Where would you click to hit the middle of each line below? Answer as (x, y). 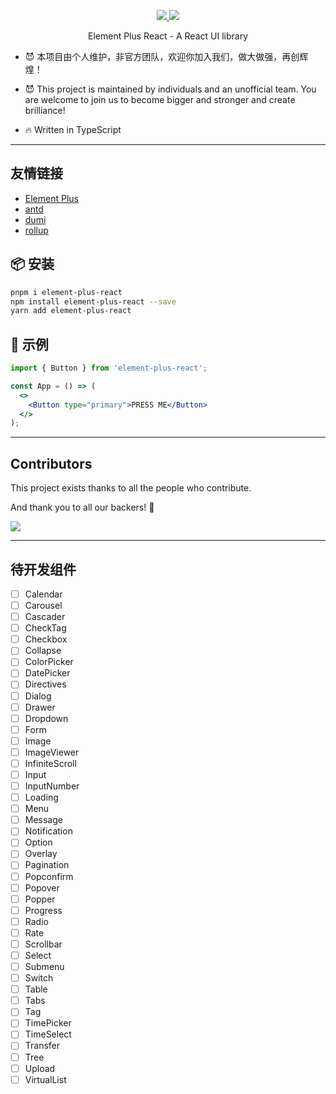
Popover (42, 887)
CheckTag (45, 628)
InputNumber (52, 786)
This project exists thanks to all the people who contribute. (131, 488)
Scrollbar (43, 944)
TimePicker (48, 1023)
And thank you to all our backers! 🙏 (82, 507)
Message (43, 820)
